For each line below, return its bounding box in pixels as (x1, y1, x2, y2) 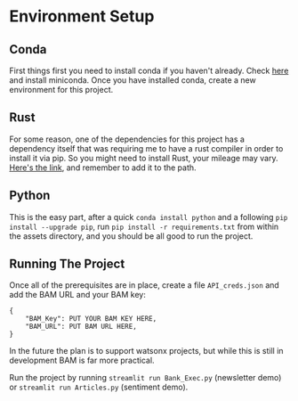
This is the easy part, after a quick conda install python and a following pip (9, 211, 288, 222)
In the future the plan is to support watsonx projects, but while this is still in (9, 346, 284, 356)
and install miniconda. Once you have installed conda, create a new (9, 75, 256, 86)
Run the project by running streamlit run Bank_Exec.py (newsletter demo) (9, 372, 282, 383)
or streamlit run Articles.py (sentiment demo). (9, 381, 189, 393)
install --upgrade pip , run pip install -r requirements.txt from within (9, 221, 279, 232)
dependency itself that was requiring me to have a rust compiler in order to (9, 143, 284, 153)
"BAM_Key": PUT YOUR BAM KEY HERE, (25, 315, 157, 323)
